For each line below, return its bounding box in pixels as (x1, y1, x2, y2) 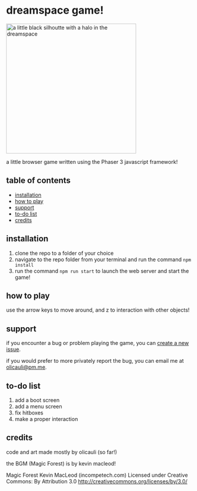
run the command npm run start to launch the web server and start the (14, 267, 189, 274)
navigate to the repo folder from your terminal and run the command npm (14, 256, 192, 263)
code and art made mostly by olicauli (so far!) (6, 448, 117, 455)
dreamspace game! (6, 4, 104, 17)
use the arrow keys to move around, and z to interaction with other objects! (6, 306, 190, 313)
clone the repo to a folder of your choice (14, 249, 114, 256)
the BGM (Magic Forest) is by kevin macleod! (6, 460, 116, 467)
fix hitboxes (14, 409, 43, 416)
